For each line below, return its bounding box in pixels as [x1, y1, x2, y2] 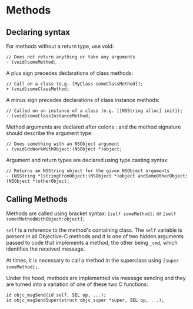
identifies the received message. [6, 245, 85, 252]
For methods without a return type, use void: [6, 42, 114, 50]
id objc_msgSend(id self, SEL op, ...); [6, 292, 107, 298]
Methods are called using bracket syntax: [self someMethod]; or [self [6, 210, 177, 217]
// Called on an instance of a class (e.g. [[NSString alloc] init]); [6, 108, 183, 114]
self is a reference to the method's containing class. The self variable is [6, 226, 182, 234]
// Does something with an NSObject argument [6, 141, 119, 147]
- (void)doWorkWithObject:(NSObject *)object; [6, 146, 122, 152]
